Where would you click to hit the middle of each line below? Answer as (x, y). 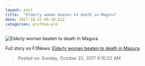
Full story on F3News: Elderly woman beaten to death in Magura (72, 48)
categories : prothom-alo (32, 24)
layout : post (19, 10)
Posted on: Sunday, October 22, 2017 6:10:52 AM (69, 58)
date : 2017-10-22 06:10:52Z (35, 19)
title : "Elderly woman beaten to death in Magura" (61, 15)
